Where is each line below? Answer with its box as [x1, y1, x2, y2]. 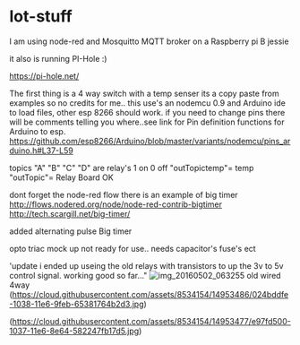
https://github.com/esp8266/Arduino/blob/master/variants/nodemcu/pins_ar [9, 135, 291, 146]
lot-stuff [9, 6, 73, 27]
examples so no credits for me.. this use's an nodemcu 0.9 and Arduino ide [9, 97, 287, 108]
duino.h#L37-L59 [9, 145, 73, 156]
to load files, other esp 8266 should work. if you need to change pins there [9, 107, 286, 117]
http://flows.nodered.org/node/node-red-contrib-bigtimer [9, 199, 222, 210]
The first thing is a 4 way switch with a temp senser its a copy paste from [9, 88, 279, 99]
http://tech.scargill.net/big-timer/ [9, 208, 131, 219]
